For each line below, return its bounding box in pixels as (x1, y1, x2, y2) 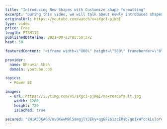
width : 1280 (14, 98, 39, 103)
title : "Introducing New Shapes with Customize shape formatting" (5, 7, 146, 12)
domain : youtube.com (9, 66, 52, 72)
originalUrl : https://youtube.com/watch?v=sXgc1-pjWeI (5, 16, 121, 21)
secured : (5, 117, 23, 122)
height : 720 (14, 103, 39, 108)
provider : (5, 58, 26, 63)
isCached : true (14, 108, 46, 113)
